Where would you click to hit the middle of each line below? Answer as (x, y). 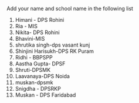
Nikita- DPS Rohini (38, 32)
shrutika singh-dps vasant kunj (52, 45)
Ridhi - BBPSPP (34, 57)
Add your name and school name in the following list (70, 9)
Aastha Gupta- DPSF (40, 64)
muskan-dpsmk (34, 82)
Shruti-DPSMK (33, 70)
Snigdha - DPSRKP (38, 89)
